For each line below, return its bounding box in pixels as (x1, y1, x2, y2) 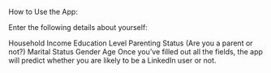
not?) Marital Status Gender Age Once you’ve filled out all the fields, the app (8, 47, 264, 56)
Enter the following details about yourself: (8, 23, 148, 32)
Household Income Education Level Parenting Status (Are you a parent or (8, 38, 253, 48)
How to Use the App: (8, 7, 79, 16)
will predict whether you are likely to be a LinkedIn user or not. (8, 56, 217, 65)
